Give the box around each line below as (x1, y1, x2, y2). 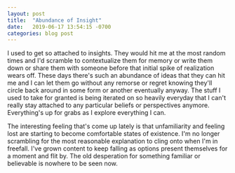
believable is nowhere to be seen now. (7, 159, 118, 168)
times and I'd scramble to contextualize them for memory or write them (7, 57, 213, 65)
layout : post (7, 10, 46, 18)
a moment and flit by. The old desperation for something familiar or (7, 152, 201, 160)
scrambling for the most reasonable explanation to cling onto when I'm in (7, 137, 218, 146)
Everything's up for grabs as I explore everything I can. (7, 109, 166, 117)
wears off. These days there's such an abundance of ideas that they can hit (7, 71, 226, 80)
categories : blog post (7, 29, 74, 37)
